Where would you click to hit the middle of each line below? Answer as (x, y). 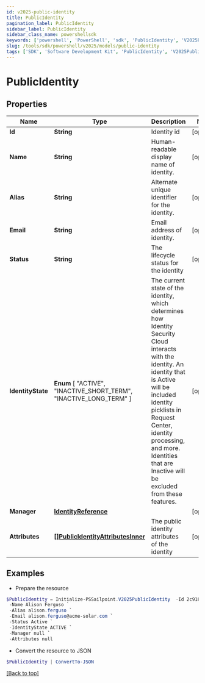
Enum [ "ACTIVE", (80, 383)
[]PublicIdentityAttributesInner (99, 536)
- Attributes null (31, 639)
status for (165, 263)
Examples (25, 574)
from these (167, 493)
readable (164, 149)
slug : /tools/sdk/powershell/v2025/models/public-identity (83, 46)
